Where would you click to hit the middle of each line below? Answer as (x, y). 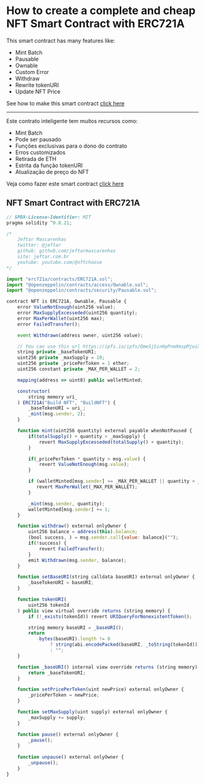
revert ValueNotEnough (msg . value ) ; (84, 465)
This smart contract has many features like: (61, 40)
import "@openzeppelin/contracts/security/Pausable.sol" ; (81, 290)
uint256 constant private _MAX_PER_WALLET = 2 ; (79, 369)
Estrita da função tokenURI (49, 165)
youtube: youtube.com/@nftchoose (60, 262)
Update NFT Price (38, 91)
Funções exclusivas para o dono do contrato (71, 146)
